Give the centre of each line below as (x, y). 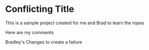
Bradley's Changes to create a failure (44, 42)
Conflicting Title (40, 9)
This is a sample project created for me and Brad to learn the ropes (75, 23)
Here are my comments (29, 32)
